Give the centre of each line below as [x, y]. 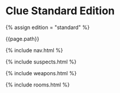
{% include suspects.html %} [41, 62]
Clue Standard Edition [60, 11]
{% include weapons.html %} [41, 73]
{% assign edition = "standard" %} [48, 27]
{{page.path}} [22, 39]
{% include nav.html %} [34, 50]
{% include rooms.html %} [38, 85]
